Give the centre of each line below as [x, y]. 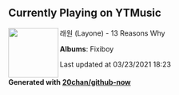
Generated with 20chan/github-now [70, 82]
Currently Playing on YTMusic [85, 13]
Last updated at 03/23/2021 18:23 [115, 64]
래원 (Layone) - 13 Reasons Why [112, 33]
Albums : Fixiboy [87, 49]
